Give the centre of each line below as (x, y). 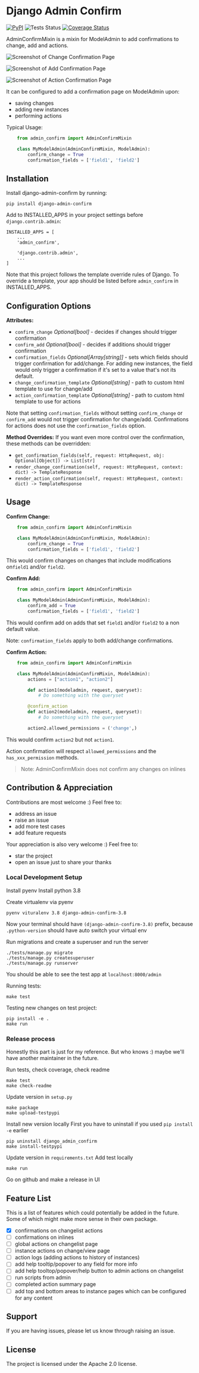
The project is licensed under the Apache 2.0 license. (72, 1364)
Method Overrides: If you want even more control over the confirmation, (95, 437)
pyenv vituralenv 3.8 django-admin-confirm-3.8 (66, 913)
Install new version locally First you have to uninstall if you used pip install (100, 1124)
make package (22, 1108)
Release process (31, 1039)
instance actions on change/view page (62, 1251)
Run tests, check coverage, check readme (58, 1070)
